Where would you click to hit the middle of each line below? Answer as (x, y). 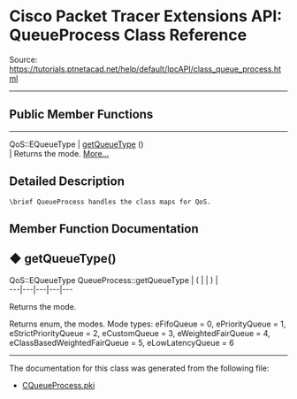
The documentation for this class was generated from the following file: (139, 368)
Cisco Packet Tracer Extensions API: (146, 16)
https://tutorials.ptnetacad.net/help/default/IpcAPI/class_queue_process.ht (145, 69)
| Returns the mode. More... (59, 153)
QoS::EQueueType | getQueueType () (76, 144)
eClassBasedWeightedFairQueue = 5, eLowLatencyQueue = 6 (122, 342)
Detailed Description (67, 182)
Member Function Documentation (104, 229)
